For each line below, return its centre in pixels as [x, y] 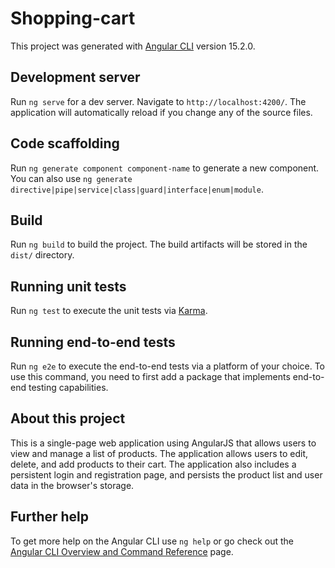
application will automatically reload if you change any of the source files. [161, 112]
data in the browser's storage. [72, 485]
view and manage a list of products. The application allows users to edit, [159, 453]
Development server [75, 77]
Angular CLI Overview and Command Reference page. [122, 551]
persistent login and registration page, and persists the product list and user [166, 474]
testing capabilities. [68, 387]
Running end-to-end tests [93, 342]
